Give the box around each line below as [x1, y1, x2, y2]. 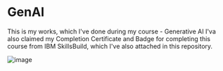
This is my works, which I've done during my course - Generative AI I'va [7, 27, 217, 35]
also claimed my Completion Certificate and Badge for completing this [7, 34, 211, 42]
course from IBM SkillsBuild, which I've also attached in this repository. [7, 42, 213, 50]
